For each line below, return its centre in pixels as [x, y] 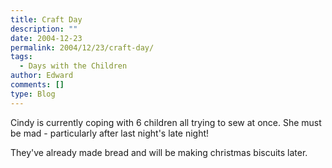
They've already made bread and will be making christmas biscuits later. [159, 152]
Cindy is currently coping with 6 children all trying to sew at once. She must [166, 122]
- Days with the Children [73, 66]
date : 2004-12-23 [46, 38]
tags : [21, 57]
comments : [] [37, 85]
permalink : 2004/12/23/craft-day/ [82, 47]
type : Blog [33, 94]
